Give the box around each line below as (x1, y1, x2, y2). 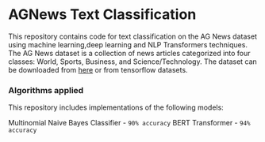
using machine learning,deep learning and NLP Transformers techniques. (8, 39, 248, 49)
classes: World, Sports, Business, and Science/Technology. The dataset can (8, 57, 258, 66)
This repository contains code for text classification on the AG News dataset (8, 32, 258, 41)
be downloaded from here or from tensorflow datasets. (8, 65, 188, 74)
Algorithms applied (8, 84, 84, 95)
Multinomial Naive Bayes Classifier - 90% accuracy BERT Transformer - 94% (8, 118, 251, 128)
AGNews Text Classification (8, 6, 197, 24)
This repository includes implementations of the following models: (8, 103, 224, 112)
